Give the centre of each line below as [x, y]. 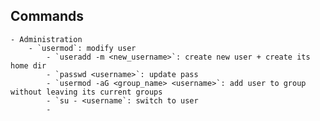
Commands [47, 16]
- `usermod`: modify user [82, 48]
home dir [28, 65]
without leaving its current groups [86, 92]
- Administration [46, 39]
